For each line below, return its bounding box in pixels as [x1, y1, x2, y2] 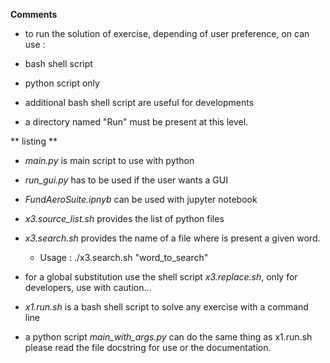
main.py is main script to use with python [24, 155, 195, 166]
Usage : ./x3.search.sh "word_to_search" [39, 252, 209, 263]
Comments [10, 9, 58, 20]
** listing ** [10, 135, 58, 147]
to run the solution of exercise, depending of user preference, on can [24, 28, 310, 39]
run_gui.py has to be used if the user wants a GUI [24, 174, 228, 186]
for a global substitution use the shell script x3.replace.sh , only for [24, 271, 298, 283]
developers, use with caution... [24, 282, 152, 293]
